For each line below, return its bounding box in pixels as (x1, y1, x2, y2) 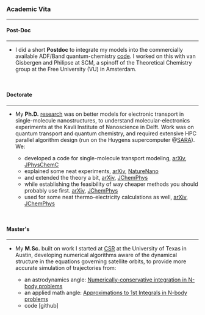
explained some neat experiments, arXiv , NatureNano (24, 167, 159, 175)
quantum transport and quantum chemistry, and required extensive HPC (15, 130, 197, 137)
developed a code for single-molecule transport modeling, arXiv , (24, 154, 187, 161)
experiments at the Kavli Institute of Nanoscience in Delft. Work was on (15, 123, 194, 130)
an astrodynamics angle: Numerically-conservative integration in (24, 276, 187, 283)
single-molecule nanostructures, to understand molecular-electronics (15, 116, 190, 124)
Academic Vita (6, 5, 51, 13)
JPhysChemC (24, 161, 59, 168)
